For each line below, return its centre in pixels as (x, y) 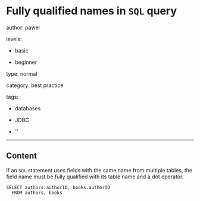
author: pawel (23, 27)
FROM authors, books (37, 193)
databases (28, 108)
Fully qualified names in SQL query (92, 11)
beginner (26, 62)
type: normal (22, 73)
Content (22, 156)
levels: (14, 39)
